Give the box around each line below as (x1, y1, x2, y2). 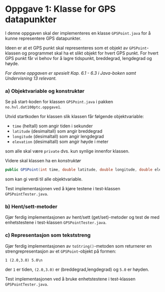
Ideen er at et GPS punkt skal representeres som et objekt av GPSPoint (5, 45, 147, 51)
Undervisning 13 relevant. (5, 75, 57, 81)
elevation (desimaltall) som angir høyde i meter (12, 139, 109, 145)
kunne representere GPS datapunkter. (5, 35, 82, 41)
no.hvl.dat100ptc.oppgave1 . (5, 104, 62, 110)
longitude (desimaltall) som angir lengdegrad (12, 134, 104, 140)
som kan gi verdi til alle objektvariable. (5, 176, 82, 182)
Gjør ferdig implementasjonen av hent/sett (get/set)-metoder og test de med (5, 214, 160, 220)
